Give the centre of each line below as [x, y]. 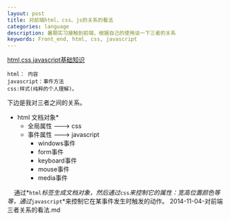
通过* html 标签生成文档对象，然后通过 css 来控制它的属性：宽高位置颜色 [114, 193]
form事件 [51, 152]
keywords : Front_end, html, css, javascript [72, 39]
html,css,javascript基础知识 [46, 60]
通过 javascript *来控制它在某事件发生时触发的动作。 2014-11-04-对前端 [121, 201]
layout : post [26, 13]
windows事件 [57, 143]
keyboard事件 [57, 161]
